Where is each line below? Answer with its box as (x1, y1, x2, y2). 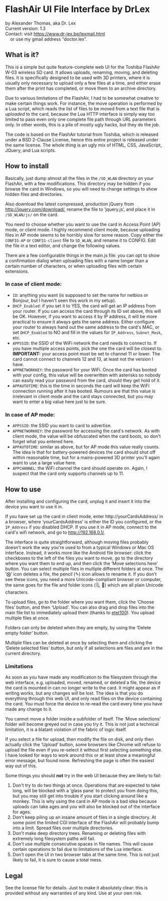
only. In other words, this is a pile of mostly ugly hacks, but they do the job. (5, 121, 160, 127)
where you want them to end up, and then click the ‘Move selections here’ (5, 560, 158, 566)
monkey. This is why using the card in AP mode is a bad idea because (12, 798, 157, 804)
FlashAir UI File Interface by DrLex (5, 4, 150, 15)
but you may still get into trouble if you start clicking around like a (12, 793, 147, 799)
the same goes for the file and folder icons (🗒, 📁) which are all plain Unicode (5, 582, 163, 588)
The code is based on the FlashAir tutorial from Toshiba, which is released (5, 131, 159, 137)
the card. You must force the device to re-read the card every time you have (5, 701, 162, 707)
